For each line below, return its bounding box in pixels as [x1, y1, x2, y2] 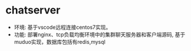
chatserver [5, 4, 61, 17]
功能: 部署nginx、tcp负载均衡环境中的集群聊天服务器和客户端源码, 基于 [14, 30, 186, 38]
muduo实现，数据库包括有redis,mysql [14, 38, 106, 45]
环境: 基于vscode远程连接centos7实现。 [14, 23, 111, 30]
